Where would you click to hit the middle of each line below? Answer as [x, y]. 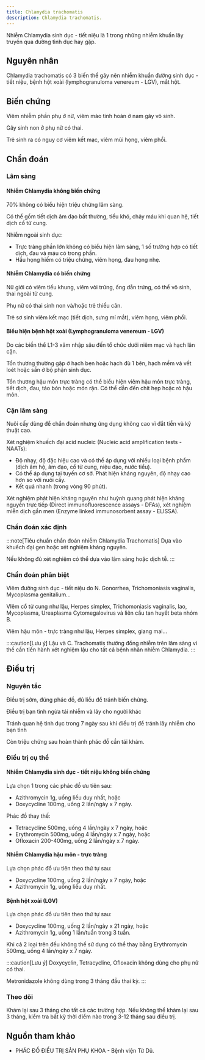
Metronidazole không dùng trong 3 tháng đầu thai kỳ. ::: [76, 981]
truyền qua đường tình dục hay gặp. [51, 42]
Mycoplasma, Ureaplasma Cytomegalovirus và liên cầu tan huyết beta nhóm [102, 613]
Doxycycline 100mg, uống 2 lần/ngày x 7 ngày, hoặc [81, 880]
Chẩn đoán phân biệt [38, 574]
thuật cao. [19, 430]
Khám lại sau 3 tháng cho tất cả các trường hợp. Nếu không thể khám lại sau [102, 1010]
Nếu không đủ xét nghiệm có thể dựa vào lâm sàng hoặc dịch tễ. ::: [91, 559]
